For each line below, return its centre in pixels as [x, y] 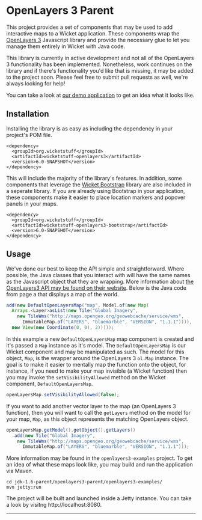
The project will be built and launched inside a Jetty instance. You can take [99, 498]
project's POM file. [29, 135]
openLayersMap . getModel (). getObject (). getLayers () [71, 430]
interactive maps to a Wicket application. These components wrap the [93, 33]
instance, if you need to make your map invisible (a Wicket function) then [97, 371]
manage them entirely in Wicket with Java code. [66, 46]
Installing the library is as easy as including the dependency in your [90, 128]
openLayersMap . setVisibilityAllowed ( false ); [63, 394]
